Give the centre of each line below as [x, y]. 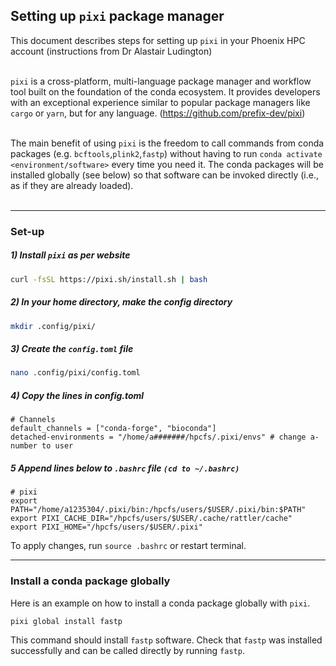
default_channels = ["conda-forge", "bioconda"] [113, 429]
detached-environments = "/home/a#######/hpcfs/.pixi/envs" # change [158, 437]
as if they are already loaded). [72, 185]
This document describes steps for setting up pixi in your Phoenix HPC [158, 40]
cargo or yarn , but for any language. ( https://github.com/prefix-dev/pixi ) [158, 113]
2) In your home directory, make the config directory [121, 302]
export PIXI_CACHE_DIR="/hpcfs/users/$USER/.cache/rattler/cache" [151, 519]
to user [57, 446]
